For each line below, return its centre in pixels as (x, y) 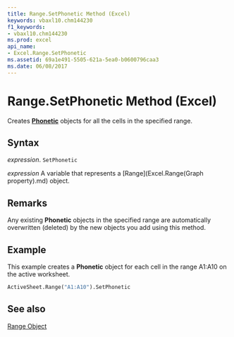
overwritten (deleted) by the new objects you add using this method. (107, 228)
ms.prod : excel (30, 40)
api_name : (22, 47)
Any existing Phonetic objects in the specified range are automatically (109, 220)
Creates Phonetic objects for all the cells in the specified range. (100, 121)
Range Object (27, 326)
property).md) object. (39, 181)
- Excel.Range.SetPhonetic (47, 54)
